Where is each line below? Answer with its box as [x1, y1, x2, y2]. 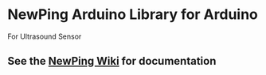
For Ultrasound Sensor [7, 32, 82, 41]
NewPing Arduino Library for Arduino [7, 6, 258, 24]
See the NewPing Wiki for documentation [7, 54, 217, 68]
